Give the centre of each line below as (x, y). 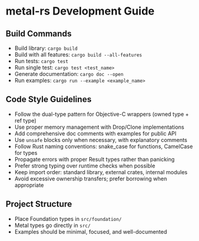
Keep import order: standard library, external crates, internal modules (101, 172)
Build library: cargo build (46, 48)
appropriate (29, 185)
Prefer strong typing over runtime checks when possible (85, 166)
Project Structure (39, 204)
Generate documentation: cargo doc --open (69, 74)
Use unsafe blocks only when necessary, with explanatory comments (101, 140)
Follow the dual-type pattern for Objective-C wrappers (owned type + (102, 114)
